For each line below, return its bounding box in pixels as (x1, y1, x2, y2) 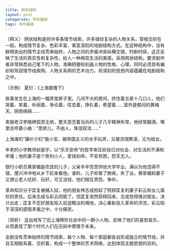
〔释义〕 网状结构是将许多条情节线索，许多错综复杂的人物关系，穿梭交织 (5, 36, 157, 42)
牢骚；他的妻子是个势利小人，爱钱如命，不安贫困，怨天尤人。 (5, 153, 134, 159)
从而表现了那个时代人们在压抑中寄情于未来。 (5, 223, 99, 229)
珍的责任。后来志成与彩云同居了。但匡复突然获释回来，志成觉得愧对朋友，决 (5, 193, 165, 200)
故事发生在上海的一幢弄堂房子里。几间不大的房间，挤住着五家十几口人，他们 (5, 96, 165, 102)
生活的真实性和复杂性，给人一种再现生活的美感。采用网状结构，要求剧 (14, 55, 160, 61)
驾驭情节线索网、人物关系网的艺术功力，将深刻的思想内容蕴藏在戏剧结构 (14, 68, 165, 74)
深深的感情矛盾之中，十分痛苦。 (9, 206, 76, 213)
